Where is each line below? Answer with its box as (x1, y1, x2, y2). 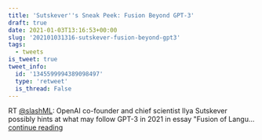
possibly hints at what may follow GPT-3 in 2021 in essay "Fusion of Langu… (8, 115, 255, 124)
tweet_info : (8, 63, 47, 71)
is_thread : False (15, 84, 72, 93)
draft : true (8, 19, 47, 27)
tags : (8, 41, 26, 49)
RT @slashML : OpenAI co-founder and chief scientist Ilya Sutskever (8, 106, 227, 116)
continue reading (8, 123, 64, 132)
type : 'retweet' (15, 77, 68, 85)
